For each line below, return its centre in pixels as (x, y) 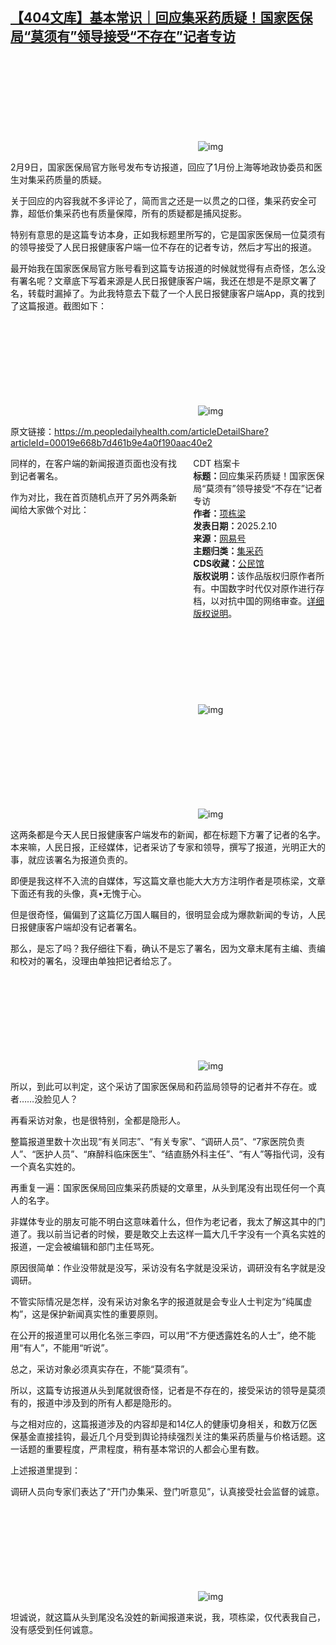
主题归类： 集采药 (228, 550)
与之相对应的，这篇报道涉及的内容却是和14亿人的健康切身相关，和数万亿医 (164, 1424)
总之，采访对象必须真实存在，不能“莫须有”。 (102, 1369)
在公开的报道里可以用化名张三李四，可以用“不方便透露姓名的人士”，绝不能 (163, 1335)
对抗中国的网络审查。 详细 (272, 600)
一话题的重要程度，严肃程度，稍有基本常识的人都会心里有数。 (137, 1449)
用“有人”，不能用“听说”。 (62, 1347)
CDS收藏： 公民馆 (229, 563)
